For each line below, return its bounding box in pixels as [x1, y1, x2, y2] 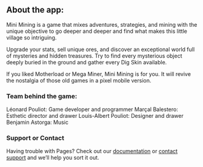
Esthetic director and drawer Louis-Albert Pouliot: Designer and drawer [6, 112, 184, 120]
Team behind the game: [6, 92, 78, 100]
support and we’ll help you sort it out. [6, 154, 99, 162]
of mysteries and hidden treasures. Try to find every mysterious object [6, 52, 182, 60]
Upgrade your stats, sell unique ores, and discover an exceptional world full [6, 46, 195, 53]
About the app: [6, 5, 64, 15]
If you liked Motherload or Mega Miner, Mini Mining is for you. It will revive [6, 70, 191, 78]
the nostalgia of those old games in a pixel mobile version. [6, 77, 151, 84]
